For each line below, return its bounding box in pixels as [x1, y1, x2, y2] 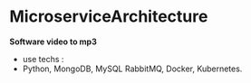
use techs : [22, 53, 64, 64]
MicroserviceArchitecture [9, 6, 208, 27]
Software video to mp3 [9, 36, 97, 47]
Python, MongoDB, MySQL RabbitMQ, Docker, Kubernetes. [22, 63, 243, 74]
